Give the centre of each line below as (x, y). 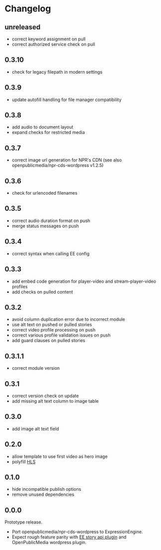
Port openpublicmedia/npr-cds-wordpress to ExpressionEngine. (77, 532)
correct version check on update (45, 396)
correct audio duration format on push (51, 220)
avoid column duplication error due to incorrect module (68, 320)
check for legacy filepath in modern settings (57, 72)
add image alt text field (35, 429)
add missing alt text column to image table (55, 401)
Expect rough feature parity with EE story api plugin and (69, 537)
